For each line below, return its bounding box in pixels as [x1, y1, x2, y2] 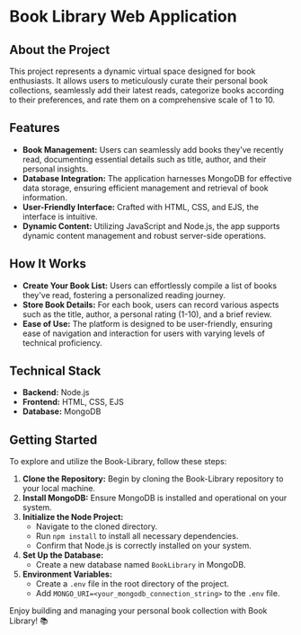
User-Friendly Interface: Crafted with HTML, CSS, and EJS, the [22, 201, 259, 212]
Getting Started [9, 432, 98, 447]
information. [22, 191, 67, 203]
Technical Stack [9, 364, 102, 379]
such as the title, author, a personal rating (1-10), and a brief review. [22, 308, 272, 320]
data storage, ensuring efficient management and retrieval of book [22, 182, 270, 193]
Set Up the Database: [22, 550, 104, 560]
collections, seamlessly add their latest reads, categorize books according [9, 85, 285, 95]
